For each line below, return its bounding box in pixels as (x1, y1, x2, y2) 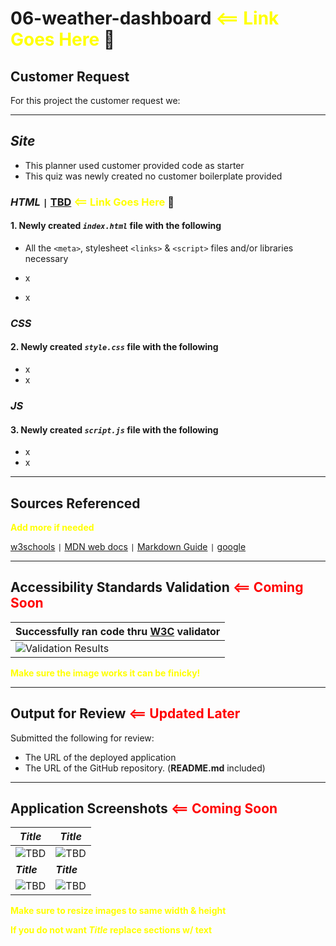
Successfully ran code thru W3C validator (15, 624, 221, 638)
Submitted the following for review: (10, 732, 155, 744)
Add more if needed (10, 522, 95, 533)
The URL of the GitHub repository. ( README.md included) (24, 762, 266, 774)
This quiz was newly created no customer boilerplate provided (24, 170, 283, 182)
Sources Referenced (10, 495, 141, 512)
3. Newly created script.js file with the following (10, 423, 219, 436)
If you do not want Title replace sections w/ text (10, 924, 213, 936)
